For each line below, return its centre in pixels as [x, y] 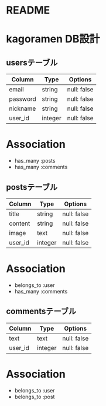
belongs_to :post [35, 397]
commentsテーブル [41, 311]
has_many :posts [35, 161]
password [23, 99]
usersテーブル [32, 62]
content [20, 223]
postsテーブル [32, 187]
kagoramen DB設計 [53, 39]
